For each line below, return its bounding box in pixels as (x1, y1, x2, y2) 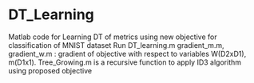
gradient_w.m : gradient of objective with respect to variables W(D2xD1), (8, 49, 247, 58)
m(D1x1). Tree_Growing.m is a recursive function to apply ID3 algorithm (8, 57, 242, 67)
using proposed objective (8, 65, 93, 75)
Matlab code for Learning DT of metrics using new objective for (8, 32, 217, 41)
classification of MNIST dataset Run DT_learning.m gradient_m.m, (8, 40, 225, 49)
